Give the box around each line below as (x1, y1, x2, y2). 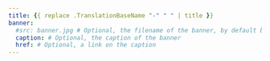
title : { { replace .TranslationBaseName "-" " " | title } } (8, 11, 215, 20)
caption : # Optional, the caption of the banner (15, 33, 182, 42)
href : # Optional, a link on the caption (15, 41, 157, 49)
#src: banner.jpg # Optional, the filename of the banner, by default (15, 26, 257, 34)
